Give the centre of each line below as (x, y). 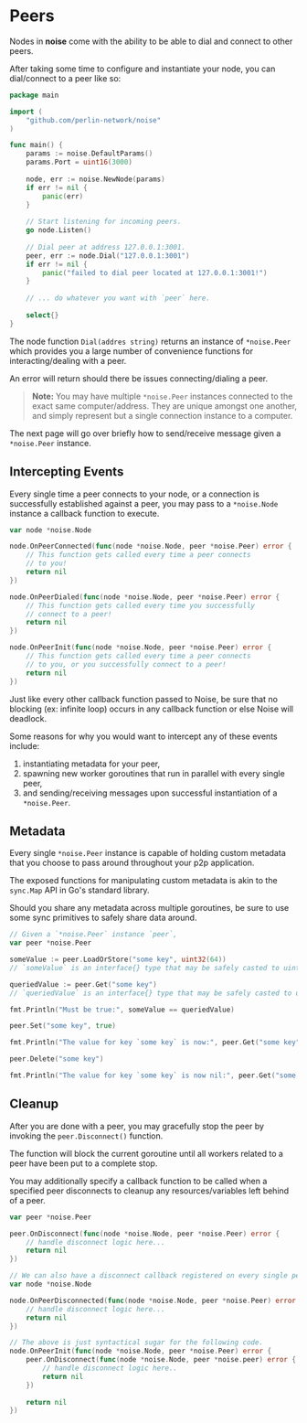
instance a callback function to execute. (85, 513)
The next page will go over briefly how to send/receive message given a (145, 433)
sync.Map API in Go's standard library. (79, 890)
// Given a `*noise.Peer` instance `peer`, (94, 935)
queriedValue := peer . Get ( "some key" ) (83, 984)
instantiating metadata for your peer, (91, 764)
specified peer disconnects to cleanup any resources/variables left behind (149, 1191)
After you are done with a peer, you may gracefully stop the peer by (137, 1126)
